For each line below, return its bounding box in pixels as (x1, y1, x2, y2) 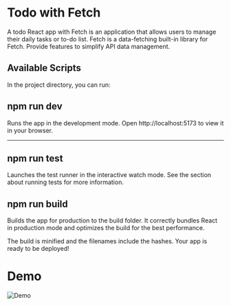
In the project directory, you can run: (7, 81, 111, 89)
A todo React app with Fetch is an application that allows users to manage (7, 28, 217, 36)
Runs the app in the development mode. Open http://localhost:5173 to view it (7, 119, 224, 127)
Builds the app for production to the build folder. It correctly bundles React (7, 216, 218, 225)
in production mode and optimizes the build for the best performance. (7, 224, 205, 232)
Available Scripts (7, 62, 81, 74)
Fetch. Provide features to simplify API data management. (7, 42, 170, 50)
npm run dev (7, 101, 63, 112)
